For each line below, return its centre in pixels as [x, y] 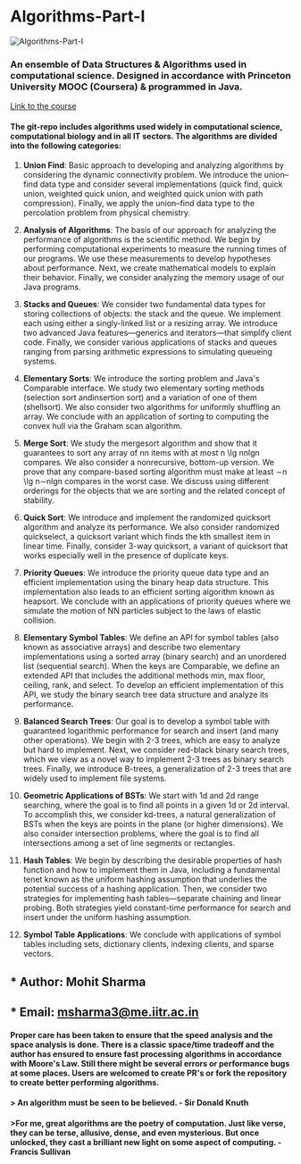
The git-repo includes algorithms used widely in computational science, [146, 126]
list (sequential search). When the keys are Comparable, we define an [151, 666]
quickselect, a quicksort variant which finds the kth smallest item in [146, 537]
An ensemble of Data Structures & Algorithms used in [129, 64]
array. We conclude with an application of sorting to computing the [146, 416]
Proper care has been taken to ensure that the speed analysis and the [142, 1034]
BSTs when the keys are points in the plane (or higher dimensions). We [153, 825]
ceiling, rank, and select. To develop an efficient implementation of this [153, 685]
